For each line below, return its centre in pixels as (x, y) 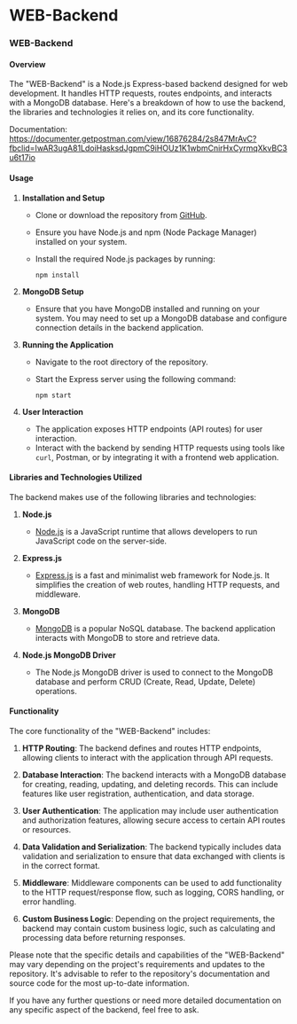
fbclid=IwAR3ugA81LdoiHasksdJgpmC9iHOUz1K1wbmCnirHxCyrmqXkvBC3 (148, 148)
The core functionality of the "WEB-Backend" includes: (110, 731)
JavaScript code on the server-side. (101, 541)
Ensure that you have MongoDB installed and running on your (147, 309)
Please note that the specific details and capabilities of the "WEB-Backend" (147, 955)
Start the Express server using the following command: (136, 379)
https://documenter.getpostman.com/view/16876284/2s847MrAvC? (133, 139)
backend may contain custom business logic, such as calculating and (148, 928)
